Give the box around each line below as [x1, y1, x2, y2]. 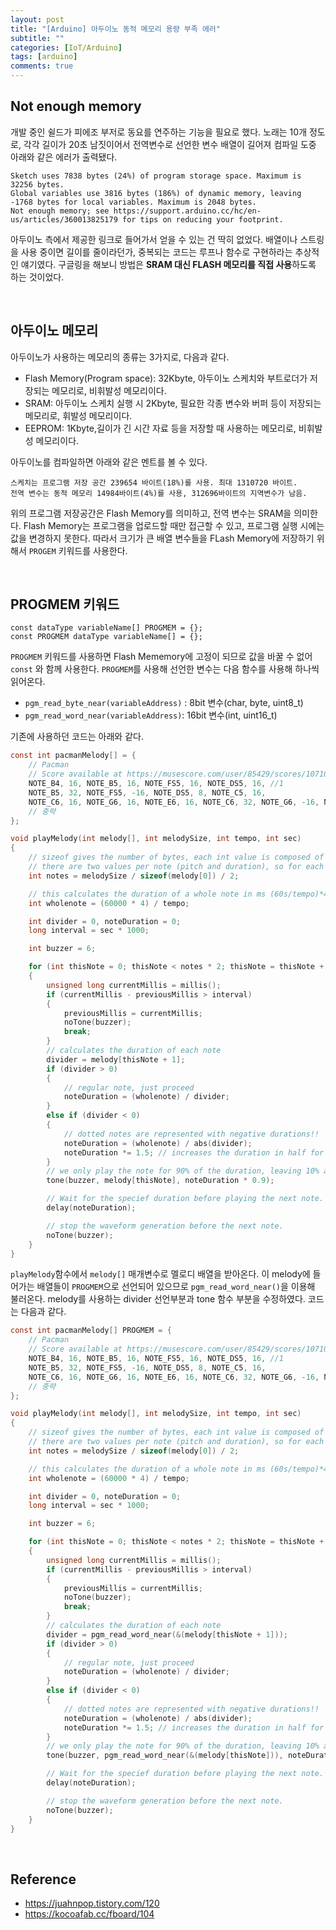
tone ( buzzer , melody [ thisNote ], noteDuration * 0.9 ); [46, 1176, 275, 1186]
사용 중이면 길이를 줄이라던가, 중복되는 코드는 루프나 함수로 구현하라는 [20, 246, 293, 258]
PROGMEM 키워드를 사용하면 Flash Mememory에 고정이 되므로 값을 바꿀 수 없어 [10, 651, 313, 663]
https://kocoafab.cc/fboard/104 [24, 1908, 155, 1920]
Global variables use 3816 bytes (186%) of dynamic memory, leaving [10, 188, 302, 198]
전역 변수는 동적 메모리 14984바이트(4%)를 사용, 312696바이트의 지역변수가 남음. [10, 488, 308, 498]
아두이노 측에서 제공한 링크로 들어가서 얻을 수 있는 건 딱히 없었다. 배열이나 [10, 233, 298, 245]
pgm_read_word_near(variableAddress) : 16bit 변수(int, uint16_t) [24, 709, 278, 721]
